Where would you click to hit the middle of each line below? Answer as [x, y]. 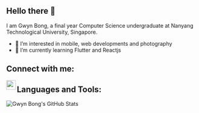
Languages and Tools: [59, 89]
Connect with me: [40, 69]
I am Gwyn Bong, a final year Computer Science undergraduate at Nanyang [100, 25]
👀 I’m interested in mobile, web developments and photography [93, 43]
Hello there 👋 [31, 11]
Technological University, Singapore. [52, 32]
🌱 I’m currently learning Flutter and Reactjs [68, 50]
